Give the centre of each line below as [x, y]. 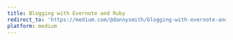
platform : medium [32, 26]
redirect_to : [26, 20]
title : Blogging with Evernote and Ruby [67, 13]
